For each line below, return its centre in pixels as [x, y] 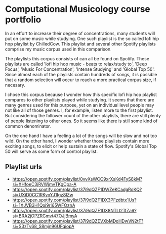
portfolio [23, 20]
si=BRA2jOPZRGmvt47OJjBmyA [45, 216]
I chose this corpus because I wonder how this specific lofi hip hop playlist [81, 94]
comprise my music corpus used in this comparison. [59, 49]
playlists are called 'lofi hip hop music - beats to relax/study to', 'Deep [76, 64]
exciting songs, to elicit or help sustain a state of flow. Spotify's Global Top [81, 146]
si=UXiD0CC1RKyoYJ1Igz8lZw [43, 194]
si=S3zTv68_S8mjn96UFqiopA [43, 226]
